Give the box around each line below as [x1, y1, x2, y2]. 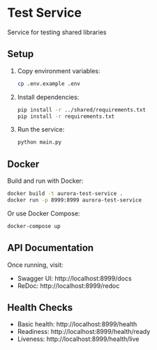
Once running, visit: [7, 260, 64, 269]
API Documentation [7, 242, 94, 254]
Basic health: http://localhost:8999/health [17, 320, 137, 328]
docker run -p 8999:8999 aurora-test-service [7, 197, 142, 204]
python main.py [17, 139, 62, 146]
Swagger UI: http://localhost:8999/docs [17, 274, 132, 282]
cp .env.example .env [17, 80, 80, 87]
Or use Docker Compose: [7, 209, 80, 218]
